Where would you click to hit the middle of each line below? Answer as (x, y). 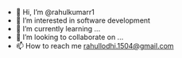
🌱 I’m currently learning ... (58, 29)
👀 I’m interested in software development (83, 20)
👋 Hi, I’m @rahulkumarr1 (55, 12)
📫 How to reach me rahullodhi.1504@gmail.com (95, 46)
